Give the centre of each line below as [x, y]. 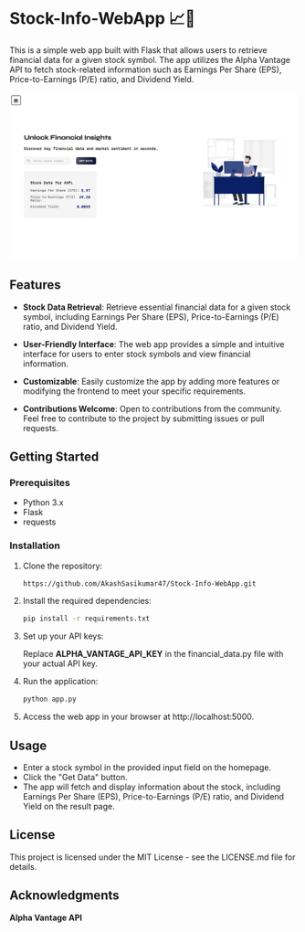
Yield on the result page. [69, 807]
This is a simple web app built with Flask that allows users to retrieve [138, 50]
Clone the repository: [63, 566]
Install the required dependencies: [87, 601]
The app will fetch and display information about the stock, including [152, 787]
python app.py [49, 699]
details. [23, 866]
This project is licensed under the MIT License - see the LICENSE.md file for [152, 857]
